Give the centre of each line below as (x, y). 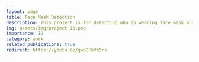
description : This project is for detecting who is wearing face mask (95, 22)
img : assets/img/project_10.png (46, 28)
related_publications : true (41, 45)
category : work (25, 39)
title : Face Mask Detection (41, 17)
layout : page (22, 12)
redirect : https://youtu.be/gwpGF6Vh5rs (57, 50)
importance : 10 (25, 34)
